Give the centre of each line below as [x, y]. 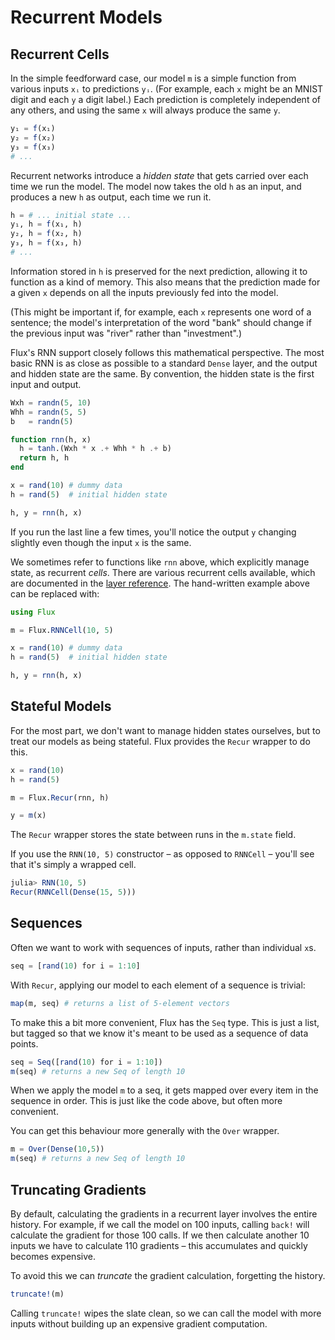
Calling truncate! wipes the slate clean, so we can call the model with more [166, 1313]
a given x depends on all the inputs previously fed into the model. [144, 292]
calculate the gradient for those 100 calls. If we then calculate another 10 [160, 1235]
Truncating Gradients [78, 1189]
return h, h [44, 458]
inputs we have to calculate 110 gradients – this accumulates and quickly [159, 1245]
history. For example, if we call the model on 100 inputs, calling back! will [160, 1224]
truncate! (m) [37, 1294]
